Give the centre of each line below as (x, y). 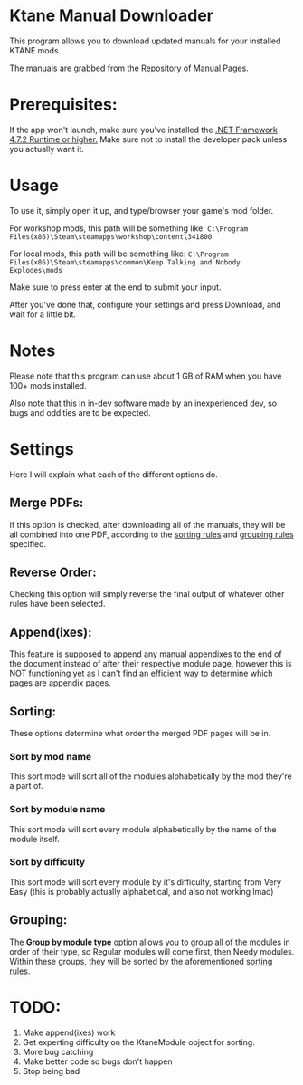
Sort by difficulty (47, 862)
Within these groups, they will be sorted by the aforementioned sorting (141, 961)
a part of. (26, 786)
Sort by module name (57, 810)
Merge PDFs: (47, 503)
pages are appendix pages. (60, 683)
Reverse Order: (53, 572)
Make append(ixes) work (69, 1032)
